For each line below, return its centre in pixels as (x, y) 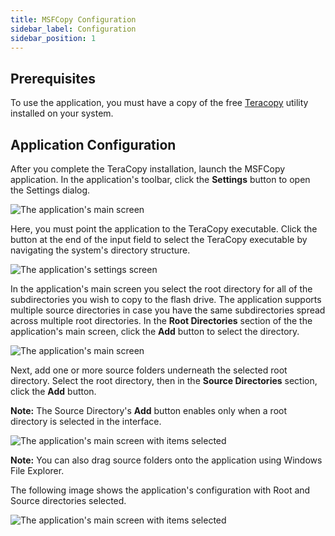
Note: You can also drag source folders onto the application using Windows (166, 460)
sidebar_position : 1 (53, 38)
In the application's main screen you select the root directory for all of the (161, 289)
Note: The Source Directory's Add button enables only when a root (149, 410)
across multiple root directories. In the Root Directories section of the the (161, 320)
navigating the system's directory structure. (100, 250)
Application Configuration (93, 144)
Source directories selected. (68, 500)
